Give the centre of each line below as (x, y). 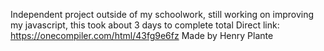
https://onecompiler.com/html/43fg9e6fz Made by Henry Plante (142, 35)
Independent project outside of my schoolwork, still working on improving (162, 14)
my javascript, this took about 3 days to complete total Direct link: (145, 25)
